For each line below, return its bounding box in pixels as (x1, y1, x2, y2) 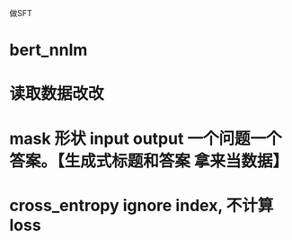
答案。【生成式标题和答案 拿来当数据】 (9, 151, 289, 171)
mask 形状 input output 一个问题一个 (9, 129, 282, 148)
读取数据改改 (9, 84, 105, 104)
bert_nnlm (9, 40, 88, 60)
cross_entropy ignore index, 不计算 (9, 195, 274, 216)
